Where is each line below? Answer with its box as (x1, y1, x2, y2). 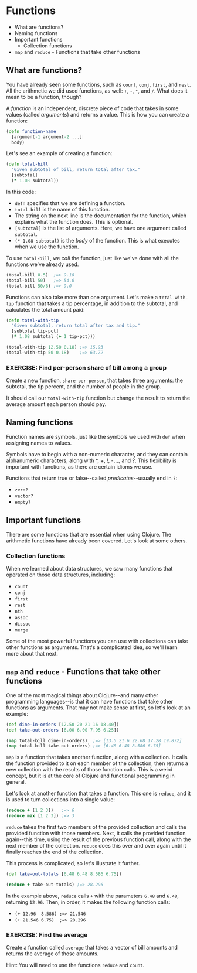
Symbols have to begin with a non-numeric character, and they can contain (6, 450, 188, 458)
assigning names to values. (6, 439, 72, 446)
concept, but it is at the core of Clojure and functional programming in (6, 772, 175, 780)
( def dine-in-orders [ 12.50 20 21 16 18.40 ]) (6, 722, 119, 728)
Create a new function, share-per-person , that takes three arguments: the (6, 377, 184, 384)
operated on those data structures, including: (6, 571, 116, 578)
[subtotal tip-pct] (11, 328, 59, 334)
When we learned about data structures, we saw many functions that (6, 565, 173, 572)
